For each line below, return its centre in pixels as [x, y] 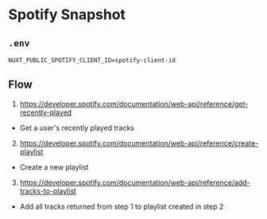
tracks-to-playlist [48, 191]
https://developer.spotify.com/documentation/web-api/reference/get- [134, 104]
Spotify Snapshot [67, 15]
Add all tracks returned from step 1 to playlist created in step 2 [122, 206]
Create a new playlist [54, 167]
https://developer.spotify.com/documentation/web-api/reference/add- [135, 182]
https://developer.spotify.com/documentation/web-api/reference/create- [139, 143]
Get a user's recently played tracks [77, 127]
